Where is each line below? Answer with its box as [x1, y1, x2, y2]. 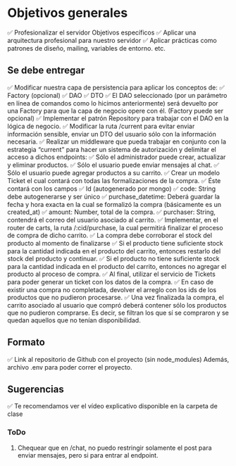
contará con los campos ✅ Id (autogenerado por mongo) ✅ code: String [7, 184, 216, 193]
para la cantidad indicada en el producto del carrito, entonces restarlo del [7, 246, 221, 255]
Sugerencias [7, 383, 65, 395]
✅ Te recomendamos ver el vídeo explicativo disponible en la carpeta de [7, 402, 218, 410]
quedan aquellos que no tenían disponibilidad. [7, 315, 141, 325]
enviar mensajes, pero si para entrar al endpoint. [17, 451, 159, 459]
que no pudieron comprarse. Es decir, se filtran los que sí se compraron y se [7, 308, 229, 317]
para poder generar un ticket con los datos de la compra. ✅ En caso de [7, 277, 213, 286]
